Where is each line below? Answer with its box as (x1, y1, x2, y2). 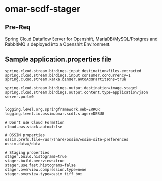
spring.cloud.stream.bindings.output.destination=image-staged (5, 85, 137, 90)
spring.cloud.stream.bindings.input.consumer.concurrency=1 (5, 73, 131, 78)
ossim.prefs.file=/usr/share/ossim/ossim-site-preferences (5, 137, 129, 142)
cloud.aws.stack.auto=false (5, 124, 63, 129)
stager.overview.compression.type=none (5, 167, 87, 172)
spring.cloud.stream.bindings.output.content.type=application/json (5, 90, 148, 95)
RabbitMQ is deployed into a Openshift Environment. (5, 41, 111, 47)
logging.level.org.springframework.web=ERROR (5, 107, 100, 112)
